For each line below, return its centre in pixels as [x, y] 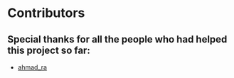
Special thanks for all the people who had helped [117, 39]
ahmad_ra [32, 67]
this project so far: [49, 50]
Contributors [46, 13]
